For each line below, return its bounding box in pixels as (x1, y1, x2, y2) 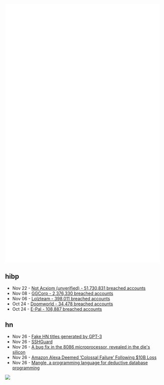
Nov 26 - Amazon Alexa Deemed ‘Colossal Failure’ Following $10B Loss (12, 354, 157, 360)
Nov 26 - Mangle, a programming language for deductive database (12, 360, 148, 366)
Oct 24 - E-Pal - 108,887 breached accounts (12, 306, 102, 312)
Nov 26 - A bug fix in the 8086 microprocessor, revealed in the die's (12, 344, 150, 350)
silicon (12, 349, 26, 355)
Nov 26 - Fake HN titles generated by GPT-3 (12, 334, 102, 340)
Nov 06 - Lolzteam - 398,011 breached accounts (12, 296, 110, 302)
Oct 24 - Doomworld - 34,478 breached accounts (12, 301, 113, 307)
